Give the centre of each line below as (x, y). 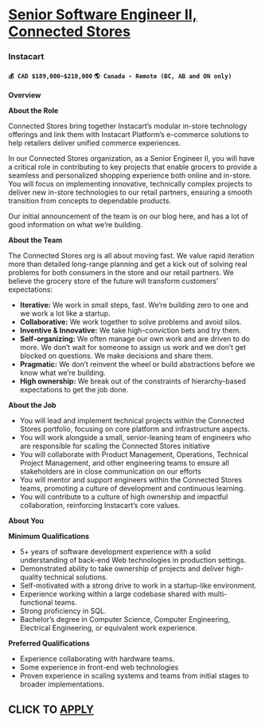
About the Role (33, 111)
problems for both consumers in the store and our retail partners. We (121, 273)
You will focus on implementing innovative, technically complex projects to (131, 184)
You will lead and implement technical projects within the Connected (132, 421)
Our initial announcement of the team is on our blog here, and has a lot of (128, 216)
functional (36, 603)
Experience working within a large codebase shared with (113, 594)
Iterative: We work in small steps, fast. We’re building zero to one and (134, 305)
